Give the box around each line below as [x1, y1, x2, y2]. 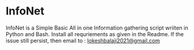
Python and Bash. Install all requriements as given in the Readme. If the [5, 30, 184, 37]
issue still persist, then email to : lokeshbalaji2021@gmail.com [5, 37, 161, 44]
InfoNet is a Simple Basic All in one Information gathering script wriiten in [5, 24, 189, 31]
